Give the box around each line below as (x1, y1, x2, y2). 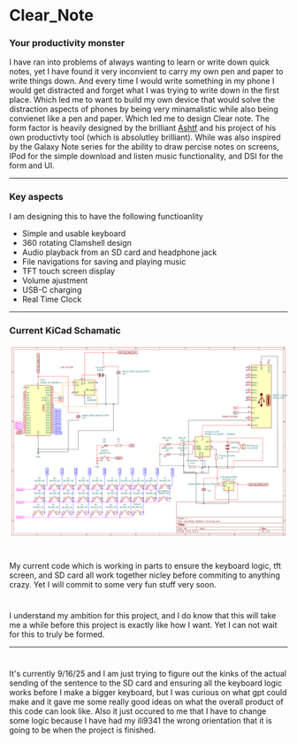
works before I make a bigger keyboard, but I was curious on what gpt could (9, 687, 287, 698)
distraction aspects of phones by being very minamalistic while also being (9, 104, 278, 115)
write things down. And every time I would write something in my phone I (9, 76, 275, 87)
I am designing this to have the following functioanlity (9, 211, 203, 221)
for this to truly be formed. (9, 629, 105, 640)
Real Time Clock (21, 294, 82, 304)
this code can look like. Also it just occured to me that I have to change (9, 706, 267, 717)
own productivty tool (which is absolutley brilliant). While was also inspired (9, 132, 281, 142)
